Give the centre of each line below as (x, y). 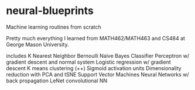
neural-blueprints (50, 11)
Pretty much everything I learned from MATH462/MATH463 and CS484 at (96, 38)
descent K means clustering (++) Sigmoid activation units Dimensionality (94, 68)
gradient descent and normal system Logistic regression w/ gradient (88, 62)
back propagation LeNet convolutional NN (57, 81)
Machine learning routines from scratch (54, 27)
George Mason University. (37, 44)
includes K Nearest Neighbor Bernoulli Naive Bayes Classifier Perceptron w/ (98, 56)
